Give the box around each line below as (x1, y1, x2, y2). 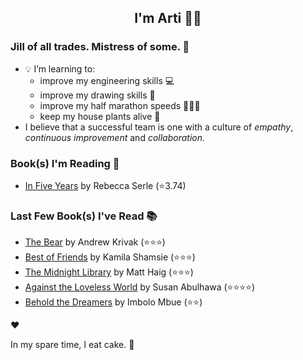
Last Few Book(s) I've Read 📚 (10, 209, 158, 223)
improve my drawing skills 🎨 (39, 89, 156, 101)
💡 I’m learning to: (24, 62, 96, 75)
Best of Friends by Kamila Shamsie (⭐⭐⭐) (24, 251, 196, 263)
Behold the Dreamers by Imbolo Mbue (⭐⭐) (24, 296, 203, 308)
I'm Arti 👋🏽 (134, 10, 202, 27)
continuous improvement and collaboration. (24, 131, 206, 143)
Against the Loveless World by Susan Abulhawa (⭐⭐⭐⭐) (24, 281, 256, 293)
